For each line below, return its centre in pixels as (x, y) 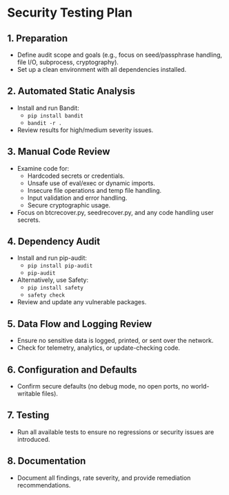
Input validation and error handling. (77, 198)
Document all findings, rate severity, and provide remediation (104, 478)
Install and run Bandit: (48, 108)
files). (50, 394)
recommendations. (44, 485)
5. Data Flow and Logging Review (80, 324)
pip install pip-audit (60, 266)
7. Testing (28, 415)
